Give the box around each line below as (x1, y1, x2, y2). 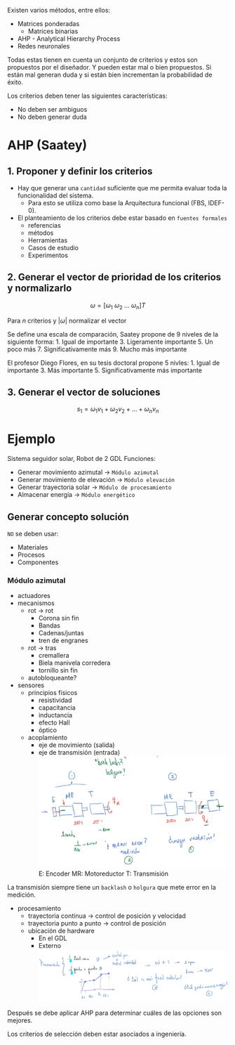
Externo (38, 942, 62, 950)
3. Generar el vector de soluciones (7, 387, 161, 398)
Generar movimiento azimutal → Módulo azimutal (17, 468, 159, 476)
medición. (7, 890, 36, 899)
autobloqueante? (27, 674, 77, 682)
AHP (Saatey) (7, 137, 88, 153)
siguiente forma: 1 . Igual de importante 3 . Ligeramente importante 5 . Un (7, 337, 214, 346)
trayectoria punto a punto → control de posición (27, 919, 166, 928)
